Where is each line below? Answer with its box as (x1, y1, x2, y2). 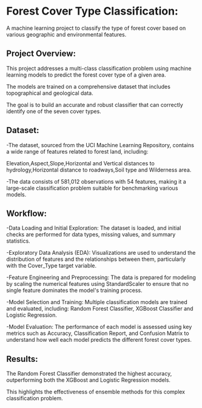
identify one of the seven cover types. (6, 108, 101, 115)
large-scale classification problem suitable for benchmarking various (6, 184, 178, 192)
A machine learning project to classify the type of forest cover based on (6, 24, 186, 32)
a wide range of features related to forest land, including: (6, 148, 149, 155)
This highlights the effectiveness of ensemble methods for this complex (6, 388, 186, 396)
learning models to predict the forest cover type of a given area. (6, 71, 166, 78)
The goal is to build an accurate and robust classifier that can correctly (6, 101, 183, 108)
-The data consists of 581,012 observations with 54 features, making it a (6, 178, 186, 185)
